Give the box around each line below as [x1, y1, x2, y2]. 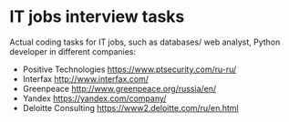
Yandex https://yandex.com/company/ [22, 93, 167, 104]
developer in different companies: [9, 46, 137, 56]
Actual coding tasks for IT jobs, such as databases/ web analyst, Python [9, 36, 281, 47]
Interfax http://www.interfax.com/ [22, 73, 149, 84]
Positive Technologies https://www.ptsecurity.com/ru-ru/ [22, 64, 237, 75]
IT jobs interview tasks [9, 6, 185, 27]
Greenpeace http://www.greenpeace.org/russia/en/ [22, 83, 217, 94]
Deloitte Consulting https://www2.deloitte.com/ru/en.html [22, 102, 239, 113]
